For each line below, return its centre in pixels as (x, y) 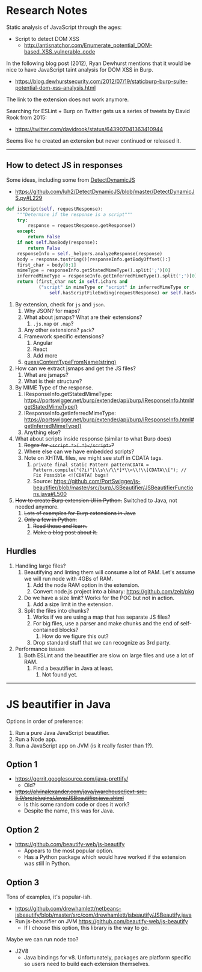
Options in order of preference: (45, 721)
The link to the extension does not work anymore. (68, 99)
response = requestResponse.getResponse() (82, 226)
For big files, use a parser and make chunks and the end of (106, 623)
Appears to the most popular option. (69, 851)
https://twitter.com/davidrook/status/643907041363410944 (89, 129)
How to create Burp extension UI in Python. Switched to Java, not (96, 500)
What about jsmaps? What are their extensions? (83, 317)
